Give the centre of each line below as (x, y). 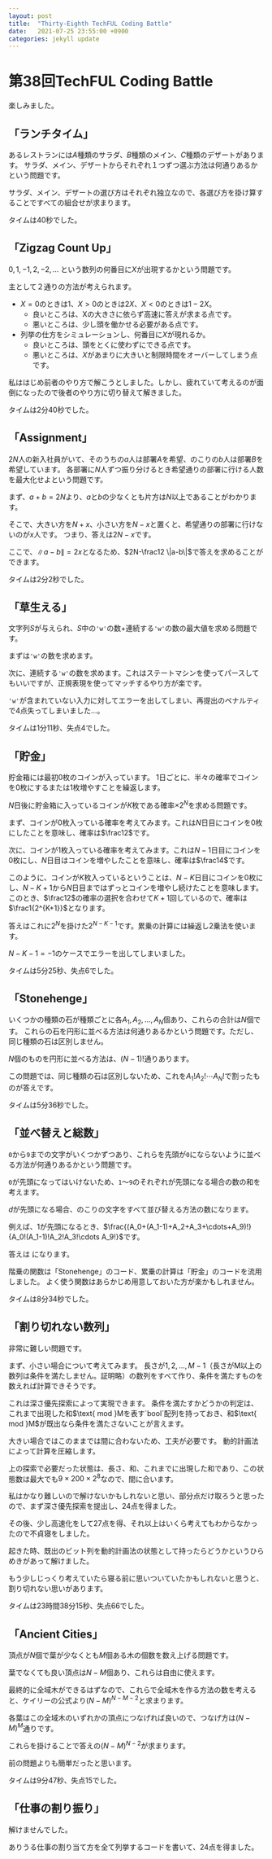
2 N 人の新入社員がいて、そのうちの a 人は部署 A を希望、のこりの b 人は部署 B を (136, 459)
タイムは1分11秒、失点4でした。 (61, 728)
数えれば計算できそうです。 (54, 1386)
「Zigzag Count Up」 (63, 248)
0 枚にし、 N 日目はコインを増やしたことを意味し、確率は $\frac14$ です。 (129, 860)
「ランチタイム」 (51, 134)
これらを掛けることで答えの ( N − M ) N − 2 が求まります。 (99, 1745)
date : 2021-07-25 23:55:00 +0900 (69, 31)
